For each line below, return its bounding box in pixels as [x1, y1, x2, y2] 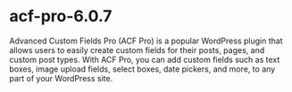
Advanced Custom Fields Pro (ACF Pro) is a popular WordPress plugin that [9, 35, 283, 46]
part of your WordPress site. [9, 73, 113, 83]
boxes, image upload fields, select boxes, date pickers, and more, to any [9, 64, 276, 74]
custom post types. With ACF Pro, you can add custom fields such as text [9, 54, 280, 65]
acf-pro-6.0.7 [9, 6, 113, 27]
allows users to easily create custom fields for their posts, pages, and [9, 44, 265, 55]
